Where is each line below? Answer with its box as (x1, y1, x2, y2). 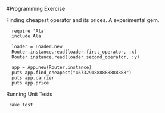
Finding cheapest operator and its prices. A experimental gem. (6, 17, 160, 23)
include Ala (11, 33, 42, 39)
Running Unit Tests (6, 90, 52, 98)
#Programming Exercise (6, 5, 66, 12)
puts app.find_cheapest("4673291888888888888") (11, 70, 132, 76)
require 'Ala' (11, 28, 46, 34)
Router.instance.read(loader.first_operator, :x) (11, 49, 137, 55)
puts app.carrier (11, 75, 55, 81)
